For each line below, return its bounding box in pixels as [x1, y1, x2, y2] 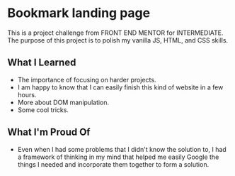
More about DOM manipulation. [17, 98, 110, 106]
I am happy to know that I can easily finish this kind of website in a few [17, 83, 224, 92]
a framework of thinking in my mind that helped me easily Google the [17, 153, 219, 161]
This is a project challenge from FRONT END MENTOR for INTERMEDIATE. [7, 28, 224, 37]
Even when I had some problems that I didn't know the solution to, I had [17, 145, 227, 153]
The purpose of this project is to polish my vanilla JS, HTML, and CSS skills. [7, 35, 229, 44]
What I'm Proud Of [7, 126, 91, 138]
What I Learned [7, 57, 76, 69]
